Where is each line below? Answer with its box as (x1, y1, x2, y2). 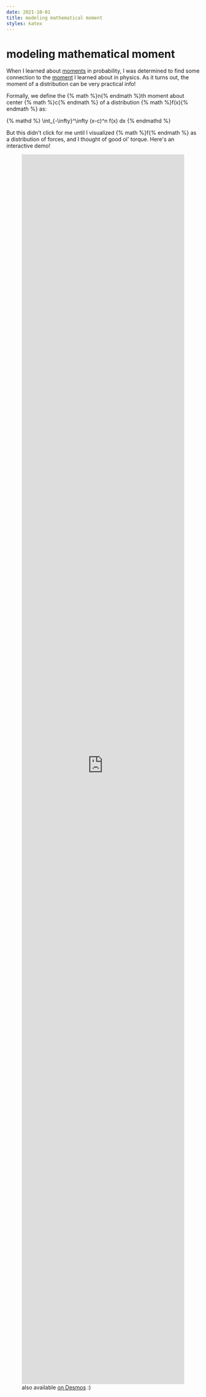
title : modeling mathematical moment (6, 15, 103, 21)
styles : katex (6, 20, 43, 26)
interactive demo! (6, 142, 51, 149)
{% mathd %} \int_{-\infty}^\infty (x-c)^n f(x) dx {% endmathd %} (6, 117, 171, 125)
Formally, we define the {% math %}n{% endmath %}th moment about (6, 92, 185, 100)
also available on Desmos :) (21, 1384, 91, 1391)
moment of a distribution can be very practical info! (6, 81, 136, 88)
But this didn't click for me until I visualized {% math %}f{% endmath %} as (6, 129, 197, 137)
